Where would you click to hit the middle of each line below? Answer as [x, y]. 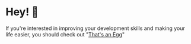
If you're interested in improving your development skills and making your [95, 28]
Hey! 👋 [22, 12]
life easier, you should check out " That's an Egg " [65, 34]
